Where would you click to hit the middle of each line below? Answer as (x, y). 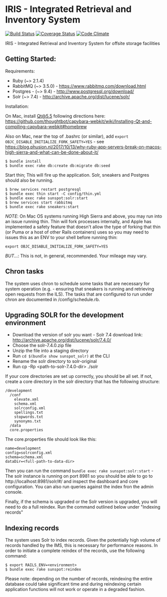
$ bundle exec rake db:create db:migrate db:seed (58, 166)
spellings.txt (29, 413)
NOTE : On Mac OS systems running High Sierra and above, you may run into (84, 216)
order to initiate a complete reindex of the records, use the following (75, 551)
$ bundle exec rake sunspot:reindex (43, 570)
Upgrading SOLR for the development (65, 315)
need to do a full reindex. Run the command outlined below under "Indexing (83, 507)
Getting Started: (31, 59)
